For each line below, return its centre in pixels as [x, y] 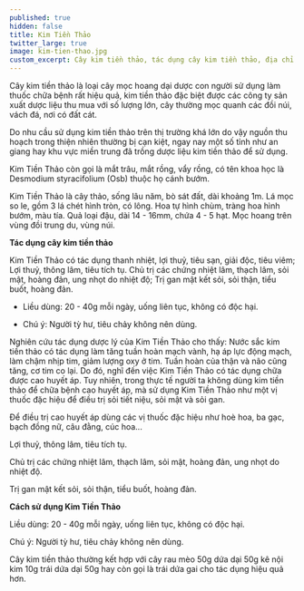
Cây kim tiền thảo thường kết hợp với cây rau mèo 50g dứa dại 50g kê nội [147, 559]
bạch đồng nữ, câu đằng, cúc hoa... [76, 426]
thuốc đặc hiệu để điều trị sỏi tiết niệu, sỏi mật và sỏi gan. [117, 399]
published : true [40, 18]
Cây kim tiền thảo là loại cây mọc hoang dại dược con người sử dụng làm [145, 86]
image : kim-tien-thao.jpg [58, 52]
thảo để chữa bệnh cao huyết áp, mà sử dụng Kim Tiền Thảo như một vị [144, 390]
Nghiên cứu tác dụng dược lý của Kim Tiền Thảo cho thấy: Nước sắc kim [145, 342]
